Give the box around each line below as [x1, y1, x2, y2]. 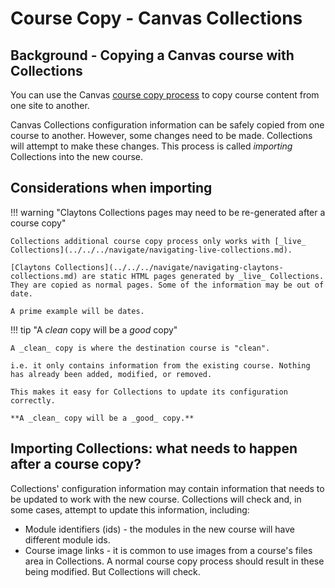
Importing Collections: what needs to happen [10, 440, 298, 457]
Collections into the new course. [10, 151, 144, 162]
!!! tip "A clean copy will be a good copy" [10, 323, 178, 336]
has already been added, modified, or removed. [10, 369, 213, 379]
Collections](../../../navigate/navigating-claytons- [54, 262, 284, 272]
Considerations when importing [10, 180, 213, 197]
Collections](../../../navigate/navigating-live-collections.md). [10, 245, 293, 255]
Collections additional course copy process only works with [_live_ [10, 236, 307, 246]
